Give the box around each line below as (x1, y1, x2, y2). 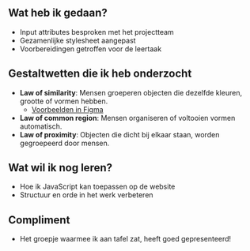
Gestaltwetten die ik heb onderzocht (8, 67, 192, 81)
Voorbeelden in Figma (31, 104, 104, 114)
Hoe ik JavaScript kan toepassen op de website (19, 182, 176, 192)
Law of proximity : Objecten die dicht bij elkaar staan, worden (19, 129, 220, 139)
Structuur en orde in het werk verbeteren (19, 190, 153, 200)
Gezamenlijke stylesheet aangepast (19, 36, 136, 45)
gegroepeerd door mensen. (19, 138, 110, 148)
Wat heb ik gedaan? (8, 6, 108, 20)
